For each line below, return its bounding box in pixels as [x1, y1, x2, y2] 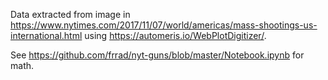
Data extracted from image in [10, 9, 131, 20]
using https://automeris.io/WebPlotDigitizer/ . [84, 30, 267, 41]
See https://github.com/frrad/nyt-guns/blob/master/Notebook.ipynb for [10, 49, 305, 61]
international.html [10, 30, 83, 41]
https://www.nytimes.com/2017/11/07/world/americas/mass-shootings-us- [10, 19, 318, 31]
